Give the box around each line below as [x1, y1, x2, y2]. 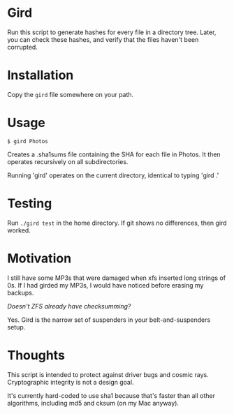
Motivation [7, 250, 72, 266]
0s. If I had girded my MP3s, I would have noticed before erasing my [7, 281, 204, 289]
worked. [7, 226, 31, 235]
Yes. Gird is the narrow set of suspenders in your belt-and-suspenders [7, 316, 211, 324]
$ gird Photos [7, 138, 49, 145]
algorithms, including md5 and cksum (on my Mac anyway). [7, 399, 180, 407]
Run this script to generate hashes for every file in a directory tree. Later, [7, 28, 217, 36]
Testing [7, 195, 52, 211]
